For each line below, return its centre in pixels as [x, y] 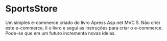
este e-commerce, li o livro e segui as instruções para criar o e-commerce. [84, 27]
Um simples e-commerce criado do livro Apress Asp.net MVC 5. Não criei [83, 22]
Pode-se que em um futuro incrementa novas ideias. [61, 33]
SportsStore [31, 9]
